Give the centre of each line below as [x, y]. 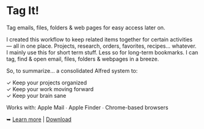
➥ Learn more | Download [39, 119]
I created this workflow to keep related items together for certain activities [100, 39]
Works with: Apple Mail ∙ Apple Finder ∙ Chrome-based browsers [87, 107]
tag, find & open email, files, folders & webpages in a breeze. [83, 59]
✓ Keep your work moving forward [50, 89]
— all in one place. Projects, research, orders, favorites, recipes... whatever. [101, 46]
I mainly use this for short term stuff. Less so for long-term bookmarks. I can [102, 52]
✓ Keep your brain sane [36, 95]
